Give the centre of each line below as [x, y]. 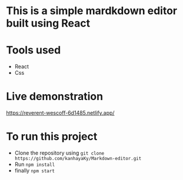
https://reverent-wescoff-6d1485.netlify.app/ [60, 113]
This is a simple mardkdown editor [92, 11]
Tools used [34, 50]
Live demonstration [55, 97]
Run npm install [35, 164]
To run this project [52, 137]
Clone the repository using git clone [59, 153]
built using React [48, 23]
